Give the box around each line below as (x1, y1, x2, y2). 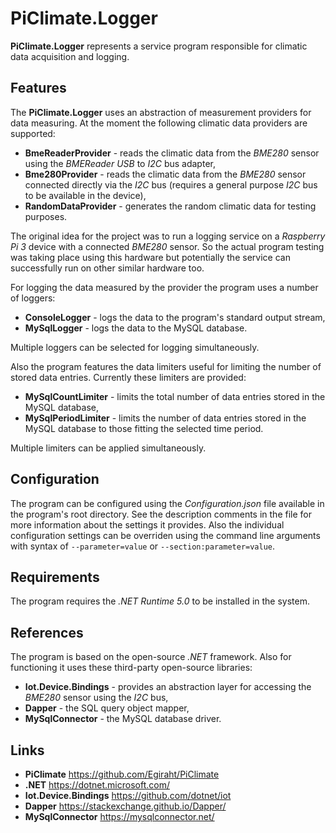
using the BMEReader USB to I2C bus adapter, (24, 157, 216, 169)
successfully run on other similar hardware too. (10, 262, 205, 274)
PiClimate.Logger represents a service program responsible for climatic (10, 40, 308, 52)
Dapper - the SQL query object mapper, (24, 702, 190, 714)
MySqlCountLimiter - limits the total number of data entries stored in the (24, 390, 326, 402)
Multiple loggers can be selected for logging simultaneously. (10, 341, 260, 353)
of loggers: (10, 292, 56, 304)
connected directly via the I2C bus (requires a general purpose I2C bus (24, 178, 318, 191)
